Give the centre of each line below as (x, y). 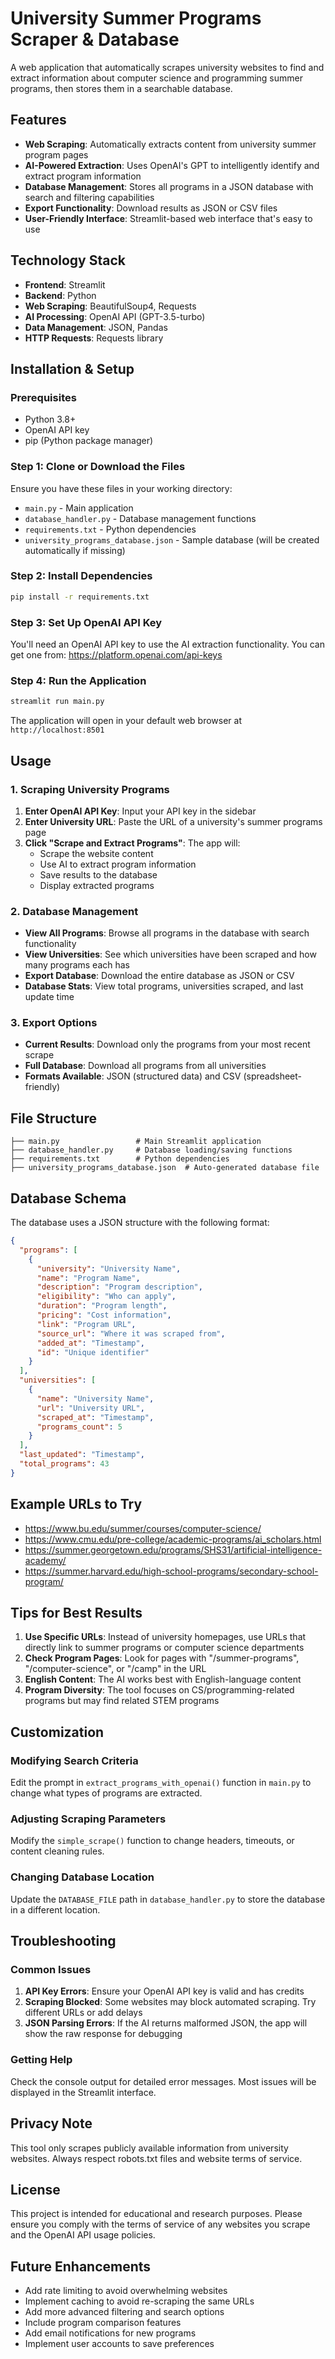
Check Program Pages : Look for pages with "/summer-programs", (162, 1658)
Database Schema (68, 1198)
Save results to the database (98, 874)
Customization (57, 1732)
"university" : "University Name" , (109, 1268)
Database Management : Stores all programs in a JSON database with (169, 186)
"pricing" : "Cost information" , (104, 1315)
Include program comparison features (103, 2323)
